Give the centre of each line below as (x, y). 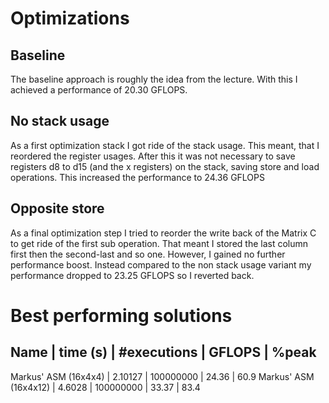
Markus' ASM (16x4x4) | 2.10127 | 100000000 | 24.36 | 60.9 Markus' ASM (162, 376)
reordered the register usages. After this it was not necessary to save (153, 156)
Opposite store (57, 208)
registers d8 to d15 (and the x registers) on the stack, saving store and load (165, 166)
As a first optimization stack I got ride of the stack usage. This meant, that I (165, 145)
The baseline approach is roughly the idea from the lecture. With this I (154, 79)
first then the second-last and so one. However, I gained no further (148, 254)
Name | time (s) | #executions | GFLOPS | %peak (163, 352)
